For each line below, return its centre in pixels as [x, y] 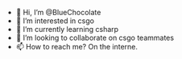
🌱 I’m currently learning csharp [67, 29]
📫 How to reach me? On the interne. [77, 47]
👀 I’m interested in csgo [55, 21]
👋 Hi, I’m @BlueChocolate [58, 12]
